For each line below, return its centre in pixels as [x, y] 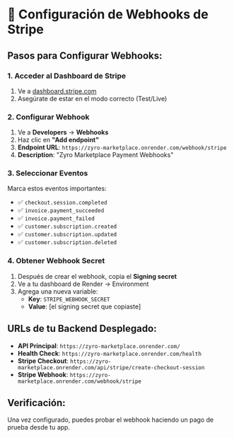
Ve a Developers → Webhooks [63, 132]
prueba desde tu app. [39, 427]
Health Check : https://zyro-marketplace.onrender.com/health [109, 353]
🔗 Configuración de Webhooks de [108, 15]
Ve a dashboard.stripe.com [57, 91]
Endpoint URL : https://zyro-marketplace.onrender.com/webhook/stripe [122, 147]
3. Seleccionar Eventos [48, 173]
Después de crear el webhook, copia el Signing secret [97, 276]
